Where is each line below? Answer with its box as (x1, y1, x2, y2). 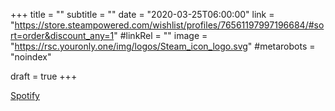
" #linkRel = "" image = (113, 30, 208, 41)
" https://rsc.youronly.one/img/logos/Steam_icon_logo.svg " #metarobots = (10, 40, 316, 52)
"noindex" (10, 51, 52, 63)
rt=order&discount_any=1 (10, 30, 115, 41)
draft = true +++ (10, 70, 78, 82)
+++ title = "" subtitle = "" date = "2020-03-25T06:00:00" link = (10, 9, 275, 20)
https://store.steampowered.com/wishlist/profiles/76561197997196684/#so (14, 19, 325, 31)
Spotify (10, 90, 40, 101)
